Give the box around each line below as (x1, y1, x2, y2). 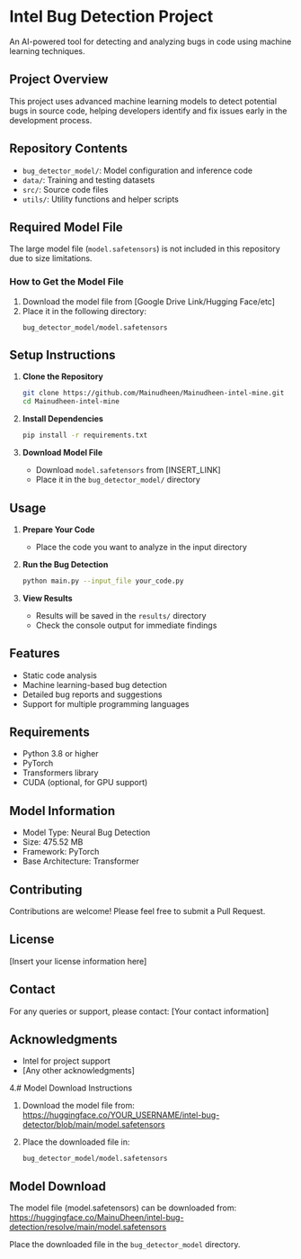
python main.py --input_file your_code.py (22, 576, 184, 585)
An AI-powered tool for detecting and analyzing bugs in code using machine (9, 36, 292, 47)
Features (9, 646, 60, 661)
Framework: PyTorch (22, 847, 100, 857)
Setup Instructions (9, 348, 116, 363)
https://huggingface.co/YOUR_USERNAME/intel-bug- (22, 1110, 220, 1120)
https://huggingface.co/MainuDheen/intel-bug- (9, 1212, 184, 1223)
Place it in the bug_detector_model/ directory (35, 475, 200, 485)
